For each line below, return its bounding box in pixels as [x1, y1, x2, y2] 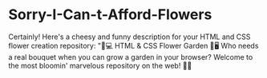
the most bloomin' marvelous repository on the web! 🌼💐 [8, 60, 192, 70]
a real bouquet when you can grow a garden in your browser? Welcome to [8, 52, 253, 61]
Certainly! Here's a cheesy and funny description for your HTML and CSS [8, 32, 251, 41]
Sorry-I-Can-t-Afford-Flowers [8, 6, 212, 24]
